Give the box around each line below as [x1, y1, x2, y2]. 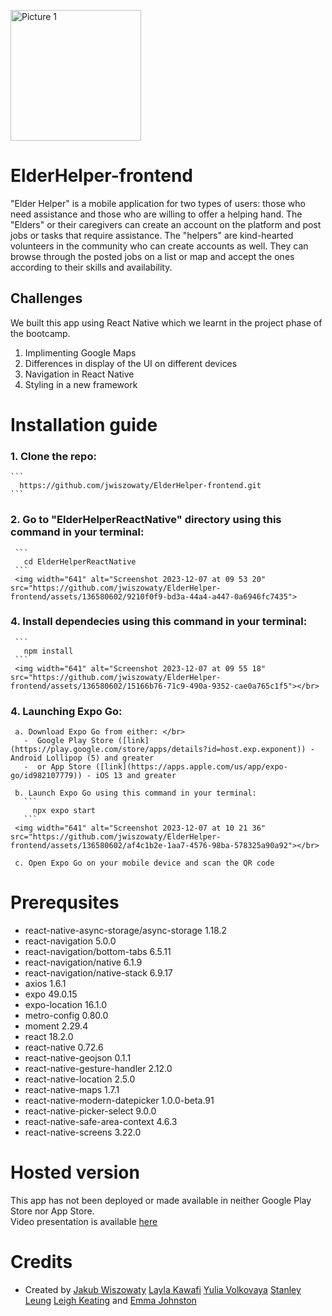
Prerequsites [10, 891, 120, 914]
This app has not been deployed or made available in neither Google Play [10, 1195, 312, 1206]
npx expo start [32, 806, 97, 816]
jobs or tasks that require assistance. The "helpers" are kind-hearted [10, 229, 294, 241]
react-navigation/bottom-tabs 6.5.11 [24, 946, 172, 958]
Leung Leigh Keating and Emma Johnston [24, 1294, 197, 1306]
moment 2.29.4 [24, 1020, 89, 1032]
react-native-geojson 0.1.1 [24, 1052, 132, 1064]
